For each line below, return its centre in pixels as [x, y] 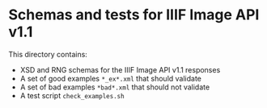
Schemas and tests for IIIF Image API [134, 15]
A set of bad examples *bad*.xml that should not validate [115, 87]
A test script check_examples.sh [72, 95]
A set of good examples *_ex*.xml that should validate [111, 78]
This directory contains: [48, 54]
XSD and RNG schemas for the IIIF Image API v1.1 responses [120, 69]
